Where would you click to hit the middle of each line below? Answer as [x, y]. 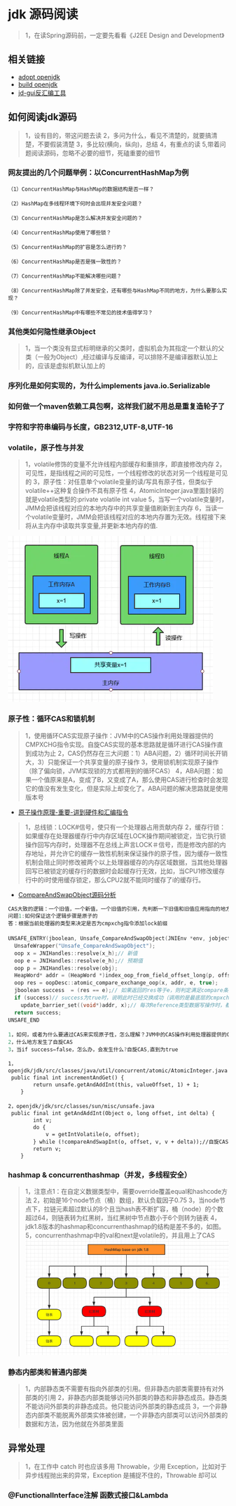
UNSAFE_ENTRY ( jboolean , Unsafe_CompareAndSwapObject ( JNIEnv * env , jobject [119, 939]
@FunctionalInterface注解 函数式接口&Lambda [88, 1495]
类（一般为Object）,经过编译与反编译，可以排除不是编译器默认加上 [122, 357]
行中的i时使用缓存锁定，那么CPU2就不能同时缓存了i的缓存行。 [115, 880]
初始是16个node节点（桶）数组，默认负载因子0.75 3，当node [131, 1200]
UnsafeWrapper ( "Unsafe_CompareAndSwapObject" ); [85, 946]
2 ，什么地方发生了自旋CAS [40, 1042]
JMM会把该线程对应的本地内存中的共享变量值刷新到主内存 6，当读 [121, 508]
